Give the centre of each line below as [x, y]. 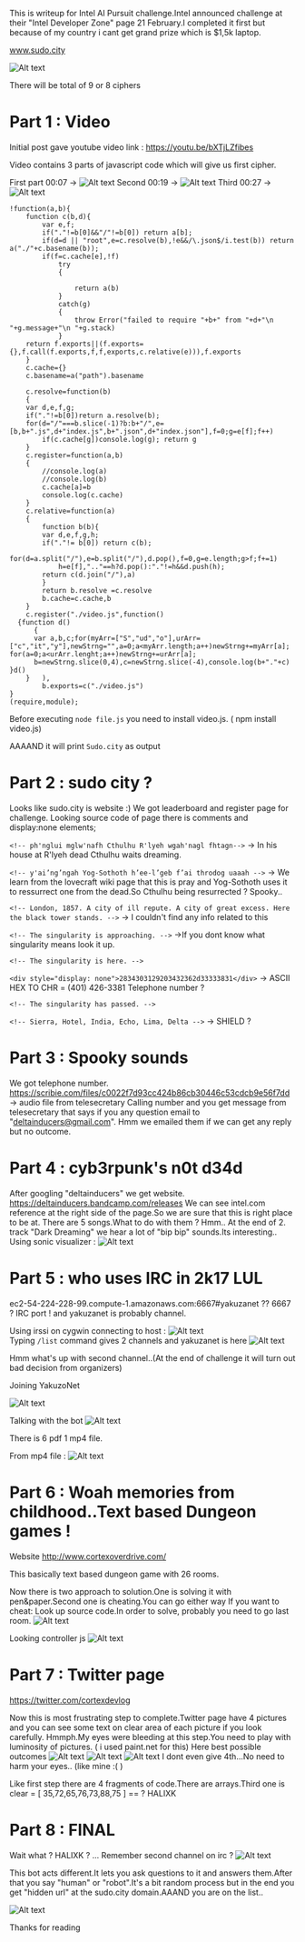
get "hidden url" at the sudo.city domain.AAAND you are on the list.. [136, 1892]
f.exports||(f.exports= [99, 344]
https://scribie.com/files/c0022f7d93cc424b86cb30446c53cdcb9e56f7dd [150, 1092]
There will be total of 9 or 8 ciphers [75, 85]
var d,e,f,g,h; [71, 535]
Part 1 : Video [60, 122]
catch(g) [74, 304]
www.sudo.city [38, 50]
